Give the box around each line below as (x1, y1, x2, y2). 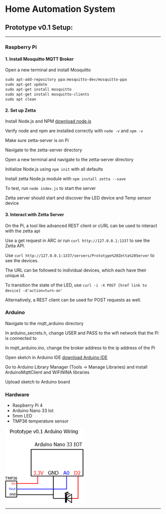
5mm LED (12, 413, 33, 419)
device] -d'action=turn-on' (5, 288, 63, 293)
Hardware (5, 391, 30, 398)
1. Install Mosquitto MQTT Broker (5, 56, 74, 62)
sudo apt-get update (5, 82, 48, 87)
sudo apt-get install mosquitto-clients (5, 92, 90, 97)
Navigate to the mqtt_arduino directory (5, 320, 84, 326)
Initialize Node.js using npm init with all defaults (5, 166, 103, 172)
